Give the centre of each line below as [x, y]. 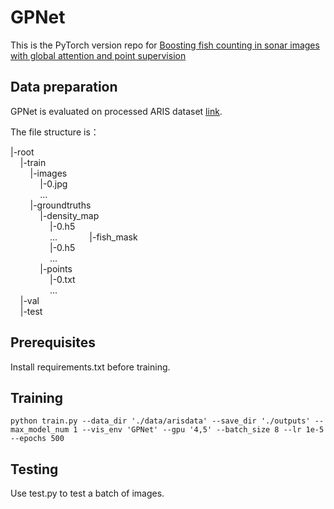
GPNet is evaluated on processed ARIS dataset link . [116, 111]
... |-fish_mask [93, 237]
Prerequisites [53, 342]
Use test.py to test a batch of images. [87, 493]
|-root [22, 152]
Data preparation [64, 87]
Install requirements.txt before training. [90, 367]
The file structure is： [55, 132]
